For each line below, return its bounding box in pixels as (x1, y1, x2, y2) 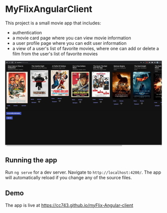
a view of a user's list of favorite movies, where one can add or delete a (12, 45, 159, 51)
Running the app (5, 156, 57, 165)
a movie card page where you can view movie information (12, 35, 131, 41)
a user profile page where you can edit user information (12, 40, 127, 46)
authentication (12, 29, 42, 35)
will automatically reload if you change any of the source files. (5, 174, 132, 180)
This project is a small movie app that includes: (5, 20, 101, 26)
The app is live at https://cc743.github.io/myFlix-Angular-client (5, 202, 133, 208)
